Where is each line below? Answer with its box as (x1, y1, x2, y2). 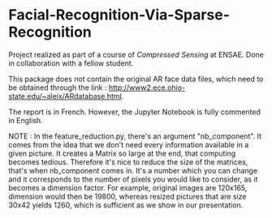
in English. (8, 115, 43, 125)
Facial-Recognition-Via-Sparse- (8, 6, 230, 24)
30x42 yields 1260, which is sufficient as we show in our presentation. (8, 200, 244, 210)
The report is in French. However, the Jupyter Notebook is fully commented (8, 107, 261, 117)
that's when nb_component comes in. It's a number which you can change (8, 165, 258, 175)
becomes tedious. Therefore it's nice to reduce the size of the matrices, (8, 156, 248, 167)
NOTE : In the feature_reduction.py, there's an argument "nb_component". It (8, 131, 262, 141)
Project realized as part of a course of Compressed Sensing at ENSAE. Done (8, 49, 264, 59)
